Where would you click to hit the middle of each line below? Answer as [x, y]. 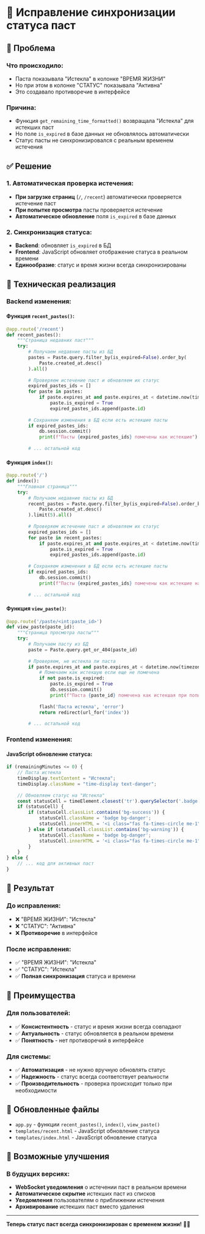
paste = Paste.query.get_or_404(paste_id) [83, 650]
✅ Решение [29, 166]
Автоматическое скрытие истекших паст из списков [85, 1194]
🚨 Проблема [31, 48]
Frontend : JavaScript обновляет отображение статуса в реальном [101, 252]
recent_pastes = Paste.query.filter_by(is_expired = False [102, 504]
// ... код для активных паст [56, 864]
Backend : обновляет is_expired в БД [63, 246]
